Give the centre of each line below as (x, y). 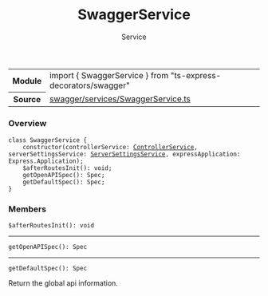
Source (27, 100)
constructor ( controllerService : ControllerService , (110, 147)
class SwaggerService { (48, 140)
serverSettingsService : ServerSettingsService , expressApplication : (124, 154)
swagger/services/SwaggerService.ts (120, 99)
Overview (28, 124)
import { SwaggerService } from (109, 75)
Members (27, 209)
